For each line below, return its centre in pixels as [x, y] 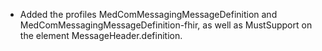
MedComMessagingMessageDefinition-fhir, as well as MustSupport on [166, 25]
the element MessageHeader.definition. [101, 35]
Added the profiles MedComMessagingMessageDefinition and [148, 14]
